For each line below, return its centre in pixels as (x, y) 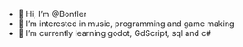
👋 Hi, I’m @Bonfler (52, 14)
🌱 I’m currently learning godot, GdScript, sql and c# (115, 33)
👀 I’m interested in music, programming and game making (126, 23)
